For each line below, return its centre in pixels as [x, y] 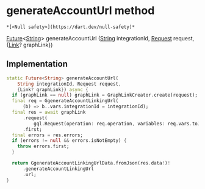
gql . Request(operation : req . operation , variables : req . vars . [113, 124]
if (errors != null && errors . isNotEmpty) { [69, 141]
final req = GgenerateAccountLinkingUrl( [65, 101]
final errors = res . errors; [48, 135]
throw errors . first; [43, 146]
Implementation [37, 64]
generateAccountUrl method [81, 11]
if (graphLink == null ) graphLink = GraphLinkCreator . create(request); [105, 95]
